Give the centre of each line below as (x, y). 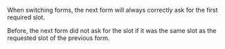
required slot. (26, 17)
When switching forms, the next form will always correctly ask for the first (112, 10)
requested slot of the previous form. (58, 38)
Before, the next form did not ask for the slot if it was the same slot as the (112, 31)
